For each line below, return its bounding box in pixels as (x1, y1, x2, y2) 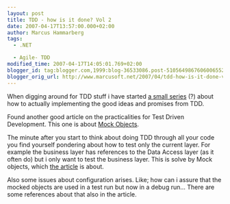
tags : (7, 36, 23, 42)
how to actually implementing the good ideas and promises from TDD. (7, 99, 205, 107)
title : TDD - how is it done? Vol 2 (7, 16, 112, 23)
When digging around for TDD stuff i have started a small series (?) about (7, 92, 214, 100)
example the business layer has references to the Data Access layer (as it (7, 148, 214, 156)
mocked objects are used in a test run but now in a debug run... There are (7, 183, 215, 191)
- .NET (13, 42, 32, 49)
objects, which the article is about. (7, 162, 104, 170)
